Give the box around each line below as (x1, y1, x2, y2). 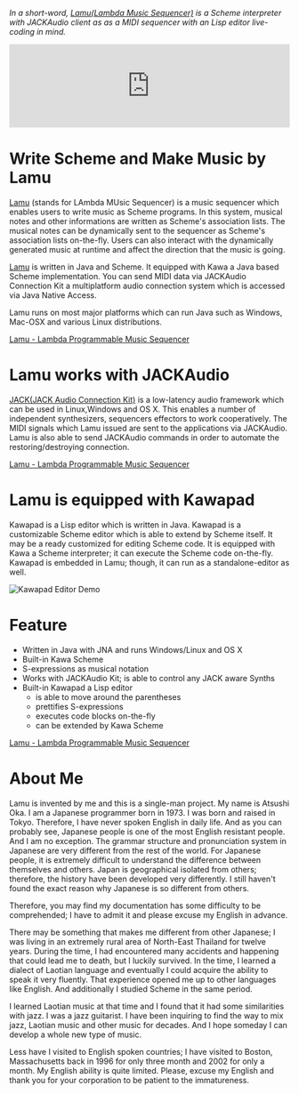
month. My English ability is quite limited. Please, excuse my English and (9, 1065, 274, 1075)
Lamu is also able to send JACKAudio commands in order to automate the (9, 431, 280, 443)
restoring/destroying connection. (9, 441, 130, 452)
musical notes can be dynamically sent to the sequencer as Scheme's (9, 225, 265, 236)
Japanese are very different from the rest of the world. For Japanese (9, 845, 262, 856)
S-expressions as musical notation (21, 663, 149, 674)
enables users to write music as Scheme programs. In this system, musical (9, 206, 283, 217)
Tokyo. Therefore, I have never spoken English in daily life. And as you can (9, 816, 282, 827)
